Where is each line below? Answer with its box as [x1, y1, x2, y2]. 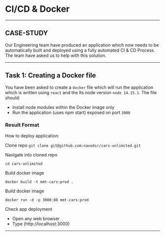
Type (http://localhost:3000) [12, 221, 70, 227]
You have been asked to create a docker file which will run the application [5, 84, 154, 90]
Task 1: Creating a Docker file [5, 71, 96, 79]
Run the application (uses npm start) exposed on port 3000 [12, 109, 131, 115]
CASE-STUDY [5, 29, 48, 37]
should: [5, 95, 21, 101]
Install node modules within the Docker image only [12, 104, 114, 110]
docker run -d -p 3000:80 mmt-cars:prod [5, 197, 89, 202]
